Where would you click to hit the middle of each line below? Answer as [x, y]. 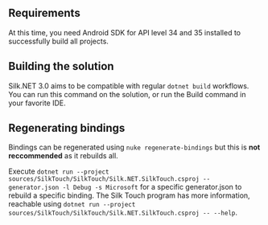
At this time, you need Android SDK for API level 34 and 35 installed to [125, 32]
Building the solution [61, 66]
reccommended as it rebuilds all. [63, 156]
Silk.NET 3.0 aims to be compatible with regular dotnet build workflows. [129, 86]
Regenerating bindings [67, 128]
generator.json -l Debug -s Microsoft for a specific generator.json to [125, 187]
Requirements [44, 13]
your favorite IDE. [37, 103]
